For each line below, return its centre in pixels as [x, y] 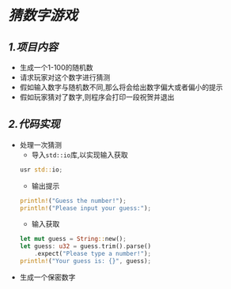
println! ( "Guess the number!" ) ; [73, 201]
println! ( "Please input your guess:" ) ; [85, 208]
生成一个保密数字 [47, 277]
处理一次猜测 [40, 144]
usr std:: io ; [41, 170]
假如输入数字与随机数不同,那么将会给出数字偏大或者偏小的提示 [121, 87]
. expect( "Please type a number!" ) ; [93, 254]
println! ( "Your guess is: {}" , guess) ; [85, 261]
